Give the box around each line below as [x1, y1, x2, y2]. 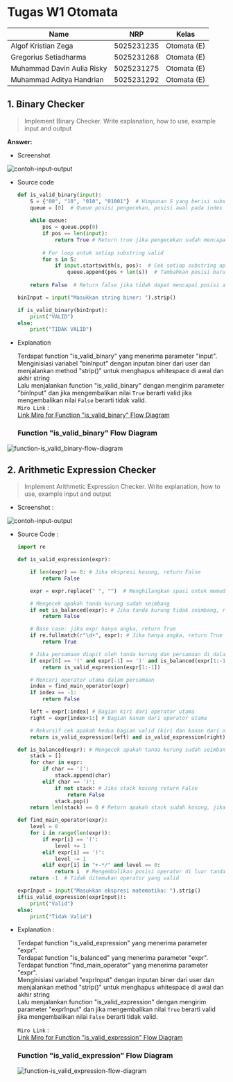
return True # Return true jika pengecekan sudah [54, 237, 201, 243]
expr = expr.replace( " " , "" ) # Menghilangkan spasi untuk [30, 587, 207, 594]
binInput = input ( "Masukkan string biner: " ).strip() [17, 294, 176, 301]
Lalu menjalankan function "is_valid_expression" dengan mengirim [17, 998, 207, 1006]
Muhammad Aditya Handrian [10, 74, 104, 84]
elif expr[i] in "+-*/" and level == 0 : [42, 861, 161, 869]
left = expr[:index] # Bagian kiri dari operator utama [30, 708, 195, 715]
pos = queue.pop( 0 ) [42, 223, 98, 231]
